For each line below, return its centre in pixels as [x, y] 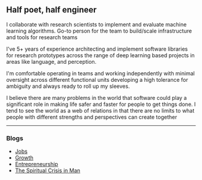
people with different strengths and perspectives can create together [92, 117]
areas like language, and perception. [51, 61]
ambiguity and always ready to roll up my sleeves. [68, 86]
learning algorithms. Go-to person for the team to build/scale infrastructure [99, 31]
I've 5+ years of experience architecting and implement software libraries [97, 49]
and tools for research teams [42, 37]
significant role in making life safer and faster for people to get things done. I [101, 104]
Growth [24, 158]
